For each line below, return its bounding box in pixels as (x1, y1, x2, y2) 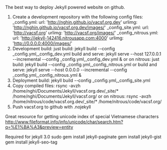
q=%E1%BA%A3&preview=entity (5, 124, 73, 130)
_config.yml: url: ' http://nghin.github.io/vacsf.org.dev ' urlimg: (12, 19, 138, 25)
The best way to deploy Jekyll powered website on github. (5, 4, 126, 10)
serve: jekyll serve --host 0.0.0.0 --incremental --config (12, 67, 127, 73)
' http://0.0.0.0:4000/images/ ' (12, 40, 72, 46)
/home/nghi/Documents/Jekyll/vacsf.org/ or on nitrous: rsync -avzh (12, 93, 152, 99)
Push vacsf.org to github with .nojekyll (12, 104, 91, 110)
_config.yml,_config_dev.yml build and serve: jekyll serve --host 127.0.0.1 (12, 51, 162, 57)
